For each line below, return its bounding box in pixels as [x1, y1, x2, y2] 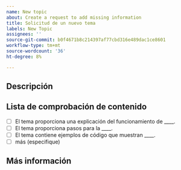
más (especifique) [14, 138, 60, 145]
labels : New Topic [6, 25, 52, 32]
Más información [6, 156, 72, 166]
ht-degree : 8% [6, 54, 42, 60]
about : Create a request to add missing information [6, 14, 142, 20]
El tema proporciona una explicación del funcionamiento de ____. [14, 118, 176, 125]
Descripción [6, 81, 53, 92]
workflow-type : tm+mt [6, 43, 61, 49]
